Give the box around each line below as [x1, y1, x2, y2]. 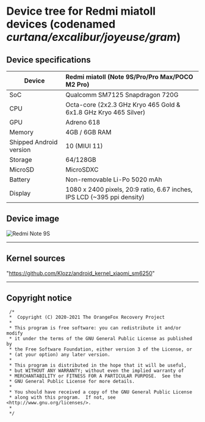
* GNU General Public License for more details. [9, 379, 135, 385]
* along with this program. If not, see [9, 395, 116, 401]
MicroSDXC [65, 166, 99, 173]
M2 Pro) [65, 81, 90, 89]
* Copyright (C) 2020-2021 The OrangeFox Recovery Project [9, 315, 165, 321]
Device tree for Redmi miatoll [6, 4, 156, 18]
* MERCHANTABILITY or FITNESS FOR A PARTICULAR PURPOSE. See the [9, 373, 182, 379]
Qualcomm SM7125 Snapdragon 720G [65, 90, 179, 99]
